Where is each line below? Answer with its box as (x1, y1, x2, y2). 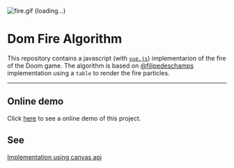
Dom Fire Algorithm (7, 31, 123, 47)
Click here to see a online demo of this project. (7, 114, 141, 122)
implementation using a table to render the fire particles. (7, 68, 170, 77)
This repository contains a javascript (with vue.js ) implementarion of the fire (7, 54, 226, 62)
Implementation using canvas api (7, 153, 102, 161)
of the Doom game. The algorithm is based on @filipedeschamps (7, 61, 194, 70)
